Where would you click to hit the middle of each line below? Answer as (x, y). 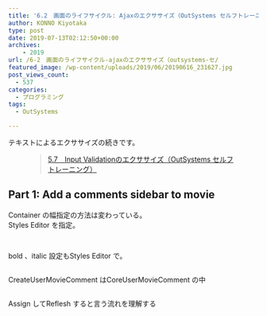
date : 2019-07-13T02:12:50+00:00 (64, 38)
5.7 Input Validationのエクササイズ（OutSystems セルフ (141, 159)
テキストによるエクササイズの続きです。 (74, 142)
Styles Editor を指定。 (44, 224)
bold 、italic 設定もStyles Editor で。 (68, 256)
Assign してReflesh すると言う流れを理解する (82, 303)
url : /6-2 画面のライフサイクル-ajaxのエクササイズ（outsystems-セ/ (114, 60)
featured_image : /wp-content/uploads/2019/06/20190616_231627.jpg (120, 68)
